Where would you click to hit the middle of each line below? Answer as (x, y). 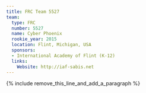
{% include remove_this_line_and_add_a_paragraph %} (73, 84)
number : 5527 (28, 28)
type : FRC (23, 23)
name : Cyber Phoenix (37, 34)
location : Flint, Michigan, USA (52, 45)
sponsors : (23, 50)
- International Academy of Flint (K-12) (64, 56)
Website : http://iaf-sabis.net (55, 67)
